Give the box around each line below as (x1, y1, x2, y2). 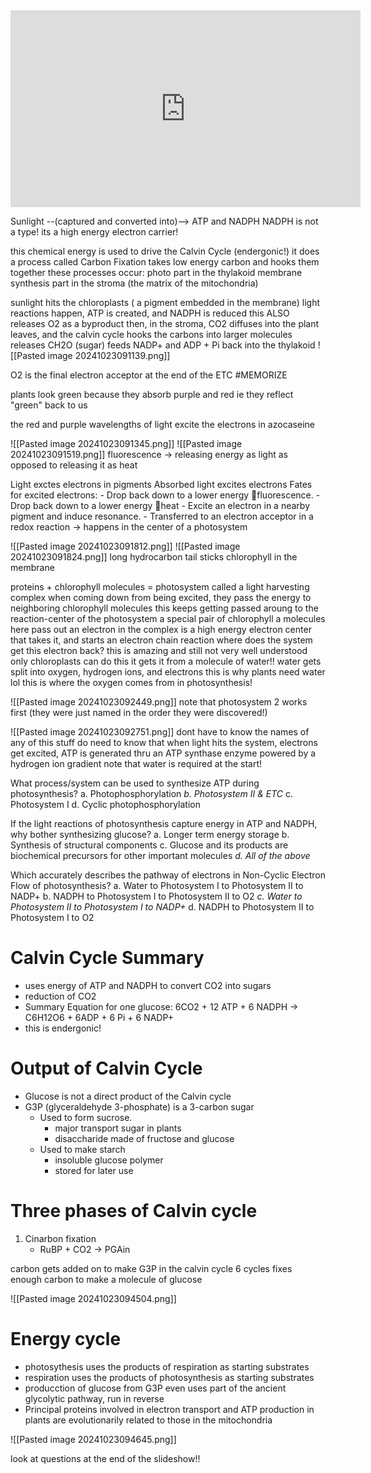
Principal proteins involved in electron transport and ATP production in (24, 1403, 315, 1415)
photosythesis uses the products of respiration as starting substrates (24, 1360, 310, 1373)
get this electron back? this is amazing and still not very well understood (10, 645, 308, 656)
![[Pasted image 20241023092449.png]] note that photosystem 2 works (10, 696, 308, 708)
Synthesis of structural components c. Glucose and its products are (10, 839, 289, 851)
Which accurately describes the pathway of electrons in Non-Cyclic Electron (10, 869, 326, 881)
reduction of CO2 (24, 990, 97, 1002)
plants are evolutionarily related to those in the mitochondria (24, 1414, 273, 1426)
